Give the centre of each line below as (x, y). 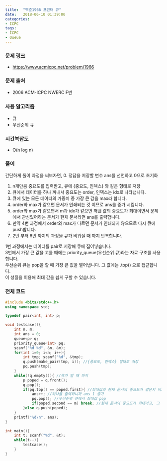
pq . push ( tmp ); (38, 367)
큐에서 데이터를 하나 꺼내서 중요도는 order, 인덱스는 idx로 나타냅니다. (79, 192)
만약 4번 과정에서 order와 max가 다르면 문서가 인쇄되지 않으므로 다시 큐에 (84, 223)
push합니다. (24, 230)
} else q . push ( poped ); (45, 408)
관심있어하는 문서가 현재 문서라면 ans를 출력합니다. (71, 217)
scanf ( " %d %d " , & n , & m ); (40, 348)
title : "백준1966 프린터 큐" (33, 10)
